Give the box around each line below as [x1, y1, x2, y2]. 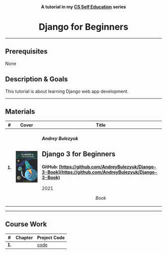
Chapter [15, 235, 33, 241]
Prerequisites [5, 47, 48, 56]
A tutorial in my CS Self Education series [41, 4, 126, 9]
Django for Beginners [39, 21, 128, 33]
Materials [5, 107, 35, 116]
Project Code [37, 235, 65, 241]
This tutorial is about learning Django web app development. [5, 88, 129, 94]
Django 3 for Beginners [42, 150, 116, 158]
